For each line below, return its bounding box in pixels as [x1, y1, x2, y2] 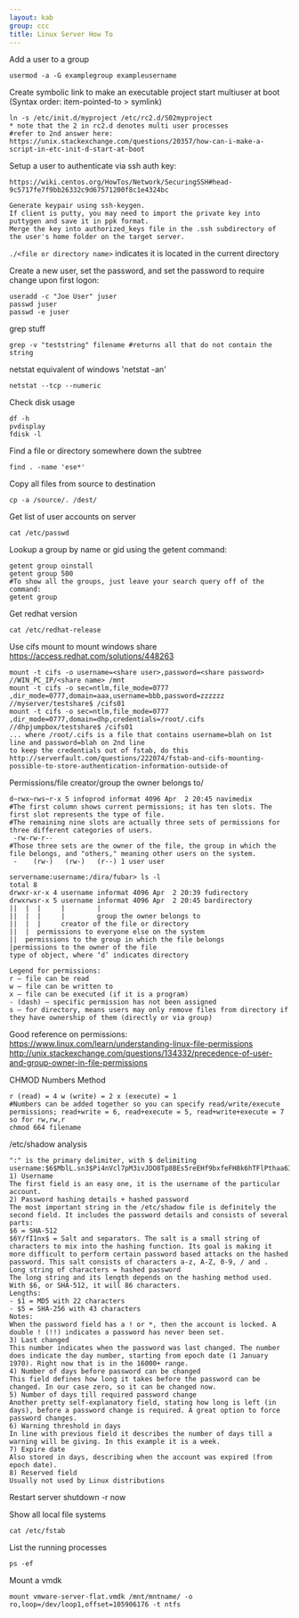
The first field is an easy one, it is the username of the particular [9, 1180, 280, 1189]
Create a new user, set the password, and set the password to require [9, 265, 265, 277]
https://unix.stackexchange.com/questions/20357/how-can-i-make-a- [9, 137, 265, 146]
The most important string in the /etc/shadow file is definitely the [9, 1203, 277, 1212]
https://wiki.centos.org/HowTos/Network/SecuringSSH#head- [9, 178, 233, 187]
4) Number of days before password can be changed [9, 1367, 201, 1376]
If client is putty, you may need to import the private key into [9, 209, 261, 219]
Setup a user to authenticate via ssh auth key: [9, 161, 177, 171]
